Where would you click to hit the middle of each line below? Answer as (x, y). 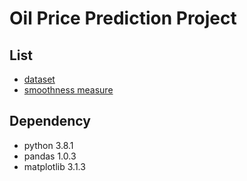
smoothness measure (68, 90)
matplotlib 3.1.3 (54, 166)
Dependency (50, 121)
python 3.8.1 (48, 145)
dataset (39, 79)
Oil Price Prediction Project (123, 18)
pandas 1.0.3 (50, 156)
